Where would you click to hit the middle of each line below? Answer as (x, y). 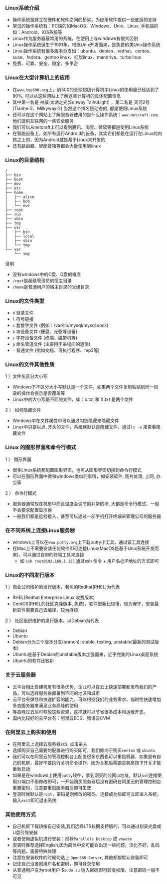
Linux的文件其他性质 (30, 364)
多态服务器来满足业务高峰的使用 (45, 705)
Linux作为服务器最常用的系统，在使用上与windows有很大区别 (75, 38)
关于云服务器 (21, 675)
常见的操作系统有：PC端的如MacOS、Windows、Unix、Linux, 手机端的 (85, 26)
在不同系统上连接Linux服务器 (40, 530)
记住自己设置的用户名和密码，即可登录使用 (56, 864)
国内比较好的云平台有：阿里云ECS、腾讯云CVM (61, 718)
